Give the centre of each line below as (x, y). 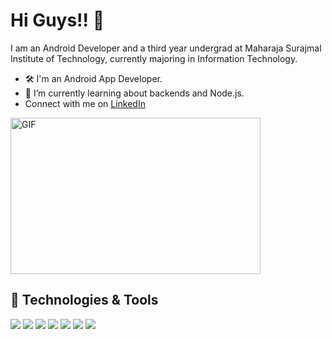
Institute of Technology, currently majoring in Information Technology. (154, 58)
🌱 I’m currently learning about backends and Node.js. (134, 93)
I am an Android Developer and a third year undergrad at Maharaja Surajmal (166, 48)
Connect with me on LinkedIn (85, 103)
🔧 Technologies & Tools (84, 300)
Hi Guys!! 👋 (57, 20)
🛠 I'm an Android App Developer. (93, 78)
